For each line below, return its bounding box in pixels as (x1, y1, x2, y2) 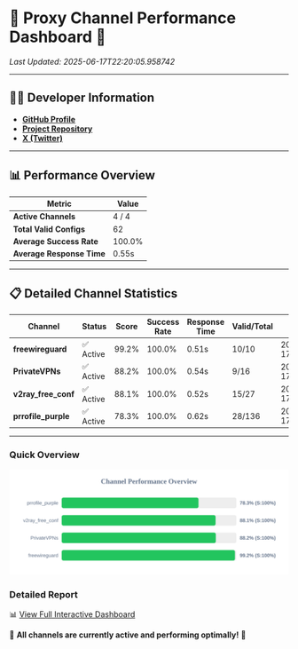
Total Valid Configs (12, 224, 86, 234)
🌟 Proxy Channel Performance (9, 8, 237, 28)
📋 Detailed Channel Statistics (9, 286, 178, 301)
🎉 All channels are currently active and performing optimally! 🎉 (9, 629, 247, 640)
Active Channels (12, 211, 76, 222)
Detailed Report (9, 588, 78, 600)
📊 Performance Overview (9, 168, 155, 183)
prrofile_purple (12, 410, 70, 421)
